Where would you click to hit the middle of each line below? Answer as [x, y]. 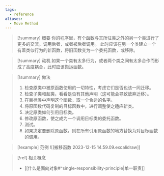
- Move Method [24, 23]
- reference [22, 14]
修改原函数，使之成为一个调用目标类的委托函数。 [74, 118]
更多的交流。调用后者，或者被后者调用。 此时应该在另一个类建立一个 [86, 44]
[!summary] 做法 [34, 77]
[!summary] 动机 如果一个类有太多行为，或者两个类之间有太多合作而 [86, 61]
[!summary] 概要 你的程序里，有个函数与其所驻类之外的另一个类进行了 [88, 38]
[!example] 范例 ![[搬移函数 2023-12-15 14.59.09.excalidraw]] [79, 147]
